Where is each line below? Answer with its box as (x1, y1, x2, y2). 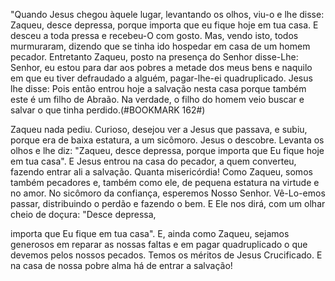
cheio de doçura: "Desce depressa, (10, 209, 157, 220)
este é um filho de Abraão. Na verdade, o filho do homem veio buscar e (10, 94, 305, 105)
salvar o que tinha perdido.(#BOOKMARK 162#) (10, 104, 206, 116)
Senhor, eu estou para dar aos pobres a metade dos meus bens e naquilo (10, 62, 313, 73)
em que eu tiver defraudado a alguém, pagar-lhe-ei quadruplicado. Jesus (10, 72, 313, 84)
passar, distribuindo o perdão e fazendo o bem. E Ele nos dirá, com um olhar (10, 198, 326, 209)
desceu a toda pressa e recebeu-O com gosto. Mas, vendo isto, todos (10, 30, 299, 41)
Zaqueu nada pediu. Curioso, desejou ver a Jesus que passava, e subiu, (10, 124, 308, 135)
